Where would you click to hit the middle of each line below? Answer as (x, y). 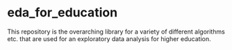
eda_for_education (63, 13)
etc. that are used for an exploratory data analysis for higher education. (109, 38)
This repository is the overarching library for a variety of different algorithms (116, 32)
